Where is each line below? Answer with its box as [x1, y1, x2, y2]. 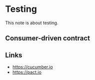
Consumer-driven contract [5, 34, 91, 42]
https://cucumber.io [12, 64, 53, 70]
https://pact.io [12, 69, 42, 75]
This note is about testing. [5, 20, 59, 26]
